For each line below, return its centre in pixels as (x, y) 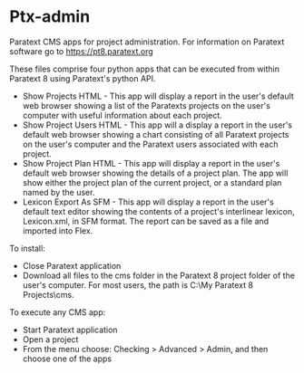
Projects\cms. (48, 294)
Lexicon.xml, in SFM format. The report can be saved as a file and (146, 221)
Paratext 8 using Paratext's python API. (83, 78)
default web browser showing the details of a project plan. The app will (155, 173)
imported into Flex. (58, 230)
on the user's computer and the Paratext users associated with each (150, 144)
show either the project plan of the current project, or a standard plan (152, 182)
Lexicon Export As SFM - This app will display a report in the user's (148, 202)
